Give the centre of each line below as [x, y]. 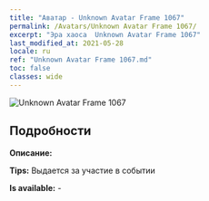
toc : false [30, 69]
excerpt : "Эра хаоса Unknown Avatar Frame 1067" [105, 34]
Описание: [31, 153]
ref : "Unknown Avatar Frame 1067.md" [81, 60]
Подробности [50, 131]
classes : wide [36, 77]
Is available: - [35, 187]
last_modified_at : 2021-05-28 [67, 43]
